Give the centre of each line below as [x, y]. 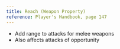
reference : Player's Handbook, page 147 [57, 17]
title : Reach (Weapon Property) [46, 11]
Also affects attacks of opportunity [57, 40]
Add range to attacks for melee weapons [64, 33]
